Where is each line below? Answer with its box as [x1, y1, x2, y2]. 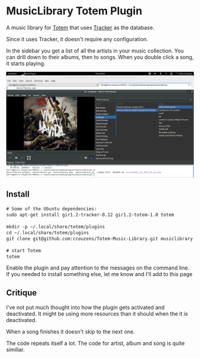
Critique [6, 288, 37, 298]
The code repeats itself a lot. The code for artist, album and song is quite [6, 339, 185, 347]
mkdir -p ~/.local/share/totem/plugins [6, 224, 105, 230]
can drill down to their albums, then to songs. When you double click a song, [6, 53, 194, 60]
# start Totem [6, 247, 42, 253]
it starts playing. [6, 60, 46, 67]
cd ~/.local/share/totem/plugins [6, 230, 89, 235]
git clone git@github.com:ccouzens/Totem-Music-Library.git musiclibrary [6, 235, 193, 241]
